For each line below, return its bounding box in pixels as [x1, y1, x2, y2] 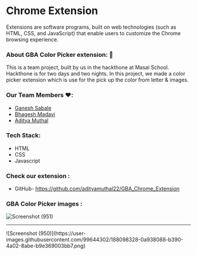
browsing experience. [6, 36, 59, 43]
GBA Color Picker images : [6, 200, 83, 208]
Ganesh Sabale [14, 104, 52, 111]
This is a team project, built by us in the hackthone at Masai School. [6, 64, 169, 71]
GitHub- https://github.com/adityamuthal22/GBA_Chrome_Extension [14, 185, 180, 192]
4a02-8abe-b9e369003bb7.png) [6, 242, 86, 250]
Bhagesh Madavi [14, 110, 56, 118]
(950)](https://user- [38, 230, 86, 237]
